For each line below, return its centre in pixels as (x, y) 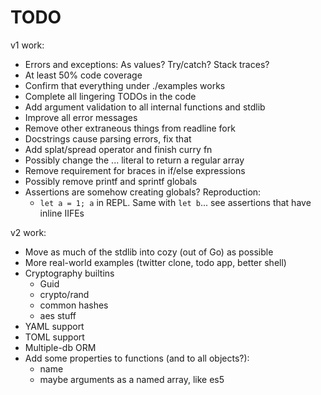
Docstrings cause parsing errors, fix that (108, 138)
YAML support (54, 326)
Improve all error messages (81, 117)
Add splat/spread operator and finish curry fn (118, 149)
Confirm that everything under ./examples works (125, 85)
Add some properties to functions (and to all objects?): (137, 358)
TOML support (54, 337)
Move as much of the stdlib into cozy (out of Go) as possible (149, 252)
